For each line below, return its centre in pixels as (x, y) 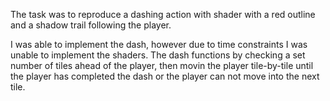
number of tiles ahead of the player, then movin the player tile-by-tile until (162, 65)
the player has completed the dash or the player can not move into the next (165, 76)
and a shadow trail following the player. (91, 25)
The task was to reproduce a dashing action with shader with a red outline (163, 14)
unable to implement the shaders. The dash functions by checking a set (158, 55)
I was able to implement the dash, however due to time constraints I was (159, 44)
